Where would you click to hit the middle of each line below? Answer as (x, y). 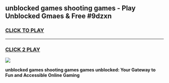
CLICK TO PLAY (25, 31)
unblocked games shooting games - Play (70, 8)
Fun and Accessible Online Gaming (43, 75)
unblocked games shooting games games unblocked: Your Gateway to (80, 69)
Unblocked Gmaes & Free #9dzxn (59, 16)
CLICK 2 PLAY (23, 49)
